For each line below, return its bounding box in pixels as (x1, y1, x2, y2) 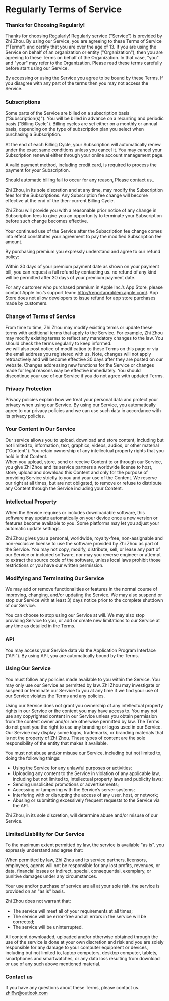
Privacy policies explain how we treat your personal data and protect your (5, 397, 158, 403)
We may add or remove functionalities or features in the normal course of (5, 586, 158, 593)
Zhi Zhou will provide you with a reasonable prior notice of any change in (5, 207, 157, 213)
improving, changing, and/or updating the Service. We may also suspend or (5, 591, 162, 598)
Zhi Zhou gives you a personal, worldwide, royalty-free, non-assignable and (5, 535, 163, 541)
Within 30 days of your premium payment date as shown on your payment (5, 263, 160, 269)
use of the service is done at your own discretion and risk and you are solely (5, 939, 164, 945)
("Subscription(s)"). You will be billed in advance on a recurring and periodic (5, 115, 164, 121)
